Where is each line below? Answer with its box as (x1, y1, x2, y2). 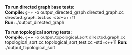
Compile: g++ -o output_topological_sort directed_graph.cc (5, 34, 126, 40)
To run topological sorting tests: (5, 29, 72, 35)
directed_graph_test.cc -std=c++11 (5, 15, 76, 20)
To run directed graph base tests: (5, 4, 75, 10)
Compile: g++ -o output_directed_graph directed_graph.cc (5, 9, 124, 15)
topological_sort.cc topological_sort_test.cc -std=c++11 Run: (5, 39, 128, 45)
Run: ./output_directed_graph (5, 19, 65, 25)
